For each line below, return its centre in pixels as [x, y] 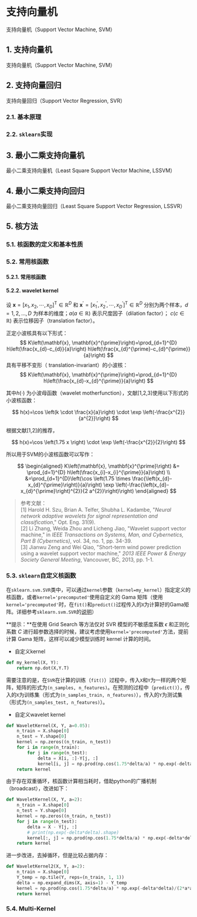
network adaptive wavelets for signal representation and [89, 516]
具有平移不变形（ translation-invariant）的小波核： [67, 365]
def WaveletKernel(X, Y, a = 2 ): [44, 800]
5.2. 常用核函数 [28, 262]
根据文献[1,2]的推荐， [32, 430]
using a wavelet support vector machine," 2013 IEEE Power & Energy [103, 553]
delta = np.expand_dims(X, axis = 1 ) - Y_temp [72, 883]
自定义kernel [30, 651]
